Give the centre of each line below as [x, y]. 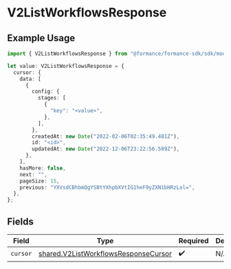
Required [194, 240]
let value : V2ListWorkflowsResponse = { [66, 66]
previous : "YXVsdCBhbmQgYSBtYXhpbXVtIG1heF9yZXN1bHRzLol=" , [107, 187]
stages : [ [52, 98]
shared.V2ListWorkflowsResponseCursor [105, 254]
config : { [46, 92]
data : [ [30, 79]
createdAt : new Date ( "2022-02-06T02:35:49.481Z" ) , [106, 136]
